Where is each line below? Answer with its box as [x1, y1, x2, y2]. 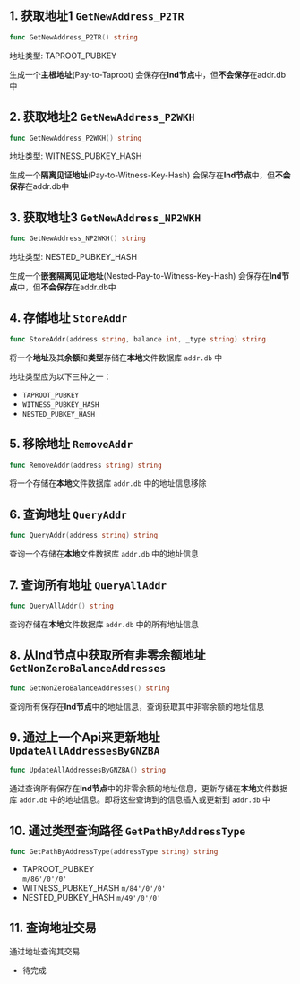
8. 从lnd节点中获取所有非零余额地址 [9, 648, 206, 663]
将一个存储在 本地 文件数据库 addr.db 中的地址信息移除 [9, 478, 207, 488]
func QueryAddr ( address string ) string [9, 531, 159, 540]
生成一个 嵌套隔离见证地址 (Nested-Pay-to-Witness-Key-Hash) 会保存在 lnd [9, 271, 282, 281]
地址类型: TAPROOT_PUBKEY [9, 50, 117, 61]
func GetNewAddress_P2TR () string [9, 32, 139, 42]
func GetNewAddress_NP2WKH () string [9, 234, 146, 244]
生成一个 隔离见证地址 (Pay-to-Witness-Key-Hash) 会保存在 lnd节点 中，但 [9, 169, 276, 181]
